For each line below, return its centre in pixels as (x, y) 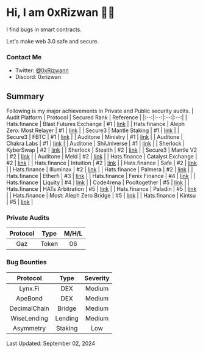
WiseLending (30, 318)
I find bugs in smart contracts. (44, 29)
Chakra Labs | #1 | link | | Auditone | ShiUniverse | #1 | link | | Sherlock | (95, 144)
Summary (25, 96)
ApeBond (29, 298)
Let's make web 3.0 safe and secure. (53, 41)
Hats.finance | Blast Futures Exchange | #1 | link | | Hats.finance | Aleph (95, 124)
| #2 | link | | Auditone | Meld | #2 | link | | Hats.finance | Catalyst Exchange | (102, 157)
